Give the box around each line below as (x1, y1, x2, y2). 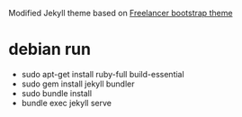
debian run (8, 40, 92, 59)
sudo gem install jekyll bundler (21, 78, 136, 89)
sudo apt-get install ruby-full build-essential (21, 68, 185, 79)
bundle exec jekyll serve (21, 97, 112, 108)
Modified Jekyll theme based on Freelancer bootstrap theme (8, 8, 233, 18)
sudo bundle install (21, 87, 92, 98)
